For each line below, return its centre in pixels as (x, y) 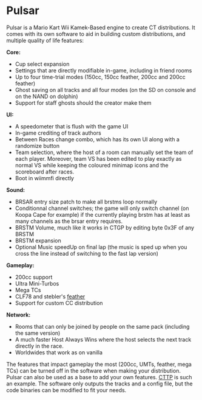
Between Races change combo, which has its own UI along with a (97, 139)
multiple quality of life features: (45, 40)
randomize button (37, 146)
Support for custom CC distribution (59, 303)
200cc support (34, 277)
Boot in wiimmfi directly (45, 178)
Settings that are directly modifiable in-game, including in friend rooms (103, 70)
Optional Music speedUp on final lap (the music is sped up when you (101, 247)
